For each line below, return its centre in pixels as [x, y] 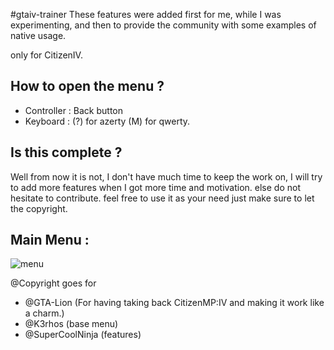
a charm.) [44, 313]
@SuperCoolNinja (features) [83, 335]
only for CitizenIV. [46, 55]
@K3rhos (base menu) [71, 324]
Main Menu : [50, 240]
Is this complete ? [66, 152]
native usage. [38, 35]
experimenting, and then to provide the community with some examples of [163, 25]
